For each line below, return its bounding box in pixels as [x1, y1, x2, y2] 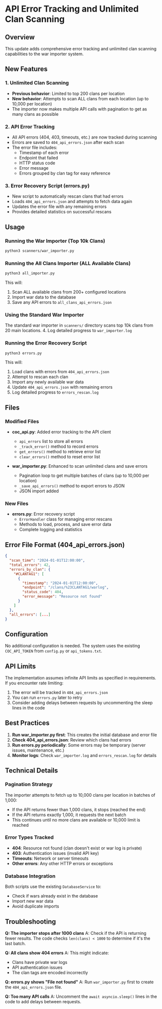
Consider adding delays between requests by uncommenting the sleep [12, 700, 153, 706]
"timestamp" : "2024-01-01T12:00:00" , [22, 581, 98, 585]
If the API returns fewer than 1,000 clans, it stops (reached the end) [12, 806, 146, 812]
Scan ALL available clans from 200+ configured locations [12, 289, 126, 295]
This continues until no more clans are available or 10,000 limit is [12, 817, 141, 822]
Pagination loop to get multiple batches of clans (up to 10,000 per [19, 473, 149, 478]
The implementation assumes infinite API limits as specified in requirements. [5, 675, 157, 681]
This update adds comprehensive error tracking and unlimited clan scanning [5, 46, 157, 51]
